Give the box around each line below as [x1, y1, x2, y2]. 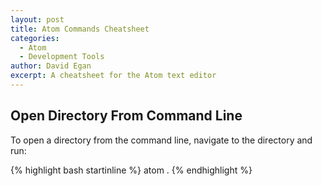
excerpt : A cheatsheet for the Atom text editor [10, 71, 217, 81]
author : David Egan [10, 61, 92, 71]
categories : [10, 33, 60, 43]
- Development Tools [19, 52, 105, 62]
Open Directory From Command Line [10, 107, 243, 125]
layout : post [10, 14, 65, 25]
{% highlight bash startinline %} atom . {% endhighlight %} [10, 164, 253, 176]
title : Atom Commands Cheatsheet [10, 24, 150, 34]
